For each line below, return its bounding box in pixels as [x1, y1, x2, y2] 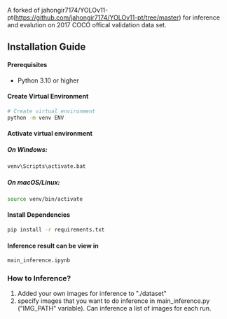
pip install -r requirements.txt [7, 227, 105, 234]
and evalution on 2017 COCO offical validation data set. [7, 21, 167, 29]
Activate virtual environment [7, 129, 93, 138]
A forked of [7, 6, 40, 14]
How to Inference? [7, 273, 71, 283]
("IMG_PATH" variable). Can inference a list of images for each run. [17, 304, 212, 313]
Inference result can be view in [7, 241, 99, 250]
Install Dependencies [7, 211, 71, 219]
